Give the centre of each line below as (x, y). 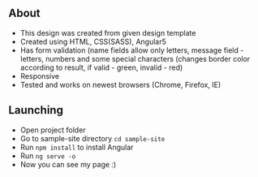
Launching (36, 110)
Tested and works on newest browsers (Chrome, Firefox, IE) (120, 84)
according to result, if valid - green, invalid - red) (101, 67)
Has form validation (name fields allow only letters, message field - (132, 50)
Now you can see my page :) (68, 164)
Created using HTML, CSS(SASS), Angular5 (93, 41)
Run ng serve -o (48, 155)
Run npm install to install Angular (77, 147)
